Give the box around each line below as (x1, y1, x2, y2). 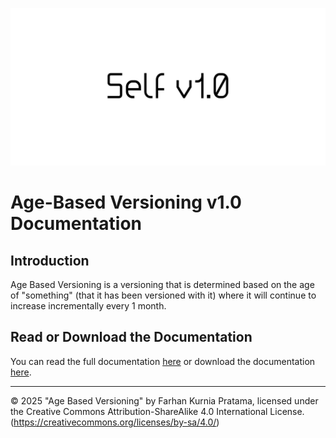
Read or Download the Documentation (10, 329, 253, 346)
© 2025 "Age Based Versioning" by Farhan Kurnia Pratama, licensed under (10, 394, 319, 407)
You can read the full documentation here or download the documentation (10, 355, 316, 367)
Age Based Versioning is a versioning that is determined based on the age (10, 279, 315, 290)
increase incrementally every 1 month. (10, 300, 167, 312)
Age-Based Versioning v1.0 (10, 191, 242, 214)
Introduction (10, 252, 90, 269)
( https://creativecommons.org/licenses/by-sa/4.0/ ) (10, 416, 220, 428)
